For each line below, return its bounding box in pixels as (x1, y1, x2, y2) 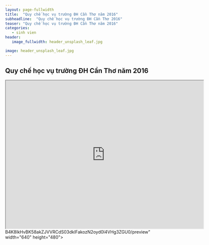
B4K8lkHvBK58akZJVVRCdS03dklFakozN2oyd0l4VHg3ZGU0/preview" (5, 229, 151, 235)
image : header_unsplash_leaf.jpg (5, 48, 74, 53)
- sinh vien (11, 30, 37, 35)
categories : (5, 26, 30, 31)
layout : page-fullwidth (5, 7, 54, 12)
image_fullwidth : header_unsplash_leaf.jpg (11, 40, 103, 44)
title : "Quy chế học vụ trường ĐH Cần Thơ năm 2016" (5, 12, 119, 17)
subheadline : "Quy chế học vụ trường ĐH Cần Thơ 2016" (5, 16, 123, 21)
